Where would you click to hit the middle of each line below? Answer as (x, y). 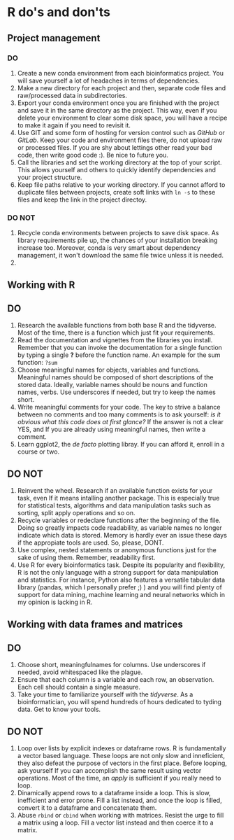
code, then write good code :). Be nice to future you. (93, 155)
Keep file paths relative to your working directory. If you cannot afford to (121, 184)
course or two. (38, 451)
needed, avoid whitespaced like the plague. (80, 672)
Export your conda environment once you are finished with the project (118, 103)
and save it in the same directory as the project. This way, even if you (117, 110)
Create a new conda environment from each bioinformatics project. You (120, 73)
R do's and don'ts (59, 12)
